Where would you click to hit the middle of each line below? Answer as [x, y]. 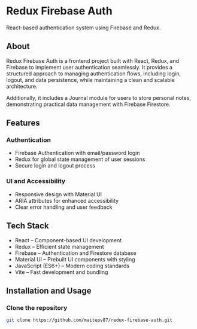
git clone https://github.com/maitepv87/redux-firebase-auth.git [89, 320]
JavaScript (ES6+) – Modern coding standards [72, 266]
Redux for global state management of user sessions [80, 159]
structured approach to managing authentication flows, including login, [94, 74]
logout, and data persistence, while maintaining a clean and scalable [91, 80]
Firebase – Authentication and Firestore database [75, 253]
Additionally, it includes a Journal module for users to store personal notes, [99, 98]
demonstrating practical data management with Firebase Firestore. [88, 104]
